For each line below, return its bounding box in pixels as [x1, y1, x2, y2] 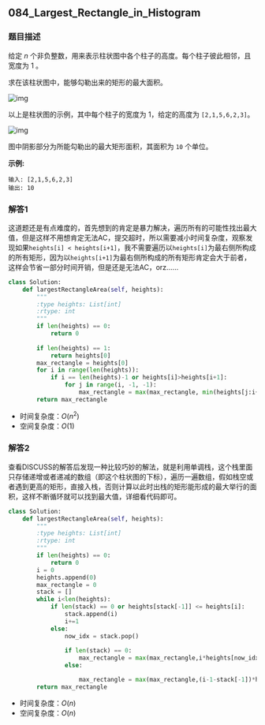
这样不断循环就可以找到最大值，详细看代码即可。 [21, 491, 181, 501]
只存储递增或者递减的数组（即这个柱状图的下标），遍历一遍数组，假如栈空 [8, 472, 247, 481]
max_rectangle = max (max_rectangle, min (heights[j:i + [78, 388, 259, 397]
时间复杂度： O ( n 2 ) [19, 409, 80, 420]
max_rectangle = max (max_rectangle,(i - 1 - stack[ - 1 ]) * [78, 676, 256, 684]
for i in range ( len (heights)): [36, 366, 140, 374]
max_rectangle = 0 [36, 581, 97, 589]
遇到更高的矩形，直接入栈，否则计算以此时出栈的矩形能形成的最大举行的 [14, 481, 250, 491]
